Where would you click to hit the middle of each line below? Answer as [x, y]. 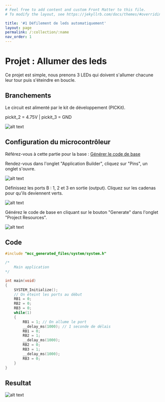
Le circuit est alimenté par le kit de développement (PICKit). [65, 107]
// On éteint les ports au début [48, 294]
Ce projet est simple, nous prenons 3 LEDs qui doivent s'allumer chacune [79, 75]
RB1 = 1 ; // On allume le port [55, 322]
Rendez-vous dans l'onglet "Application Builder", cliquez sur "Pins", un [76, 164]
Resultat [18, 383]
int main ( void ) [21, 281]
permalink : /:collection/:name [37, 33]
